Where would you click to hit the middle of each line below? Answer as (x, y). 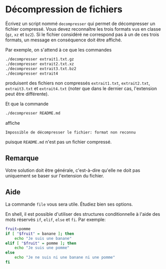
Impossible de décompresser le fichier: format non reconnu (71, 132)
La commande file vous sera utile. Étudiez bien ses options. (69, 204)
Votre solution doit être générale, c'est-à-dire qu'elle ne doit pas (73, 170)
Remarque (22, 158)
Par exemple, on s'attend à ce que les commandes (58, 50)
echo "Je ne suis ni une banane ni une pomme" (65, 257)
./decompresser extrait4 (32, 73)
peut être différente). (27, 94)
